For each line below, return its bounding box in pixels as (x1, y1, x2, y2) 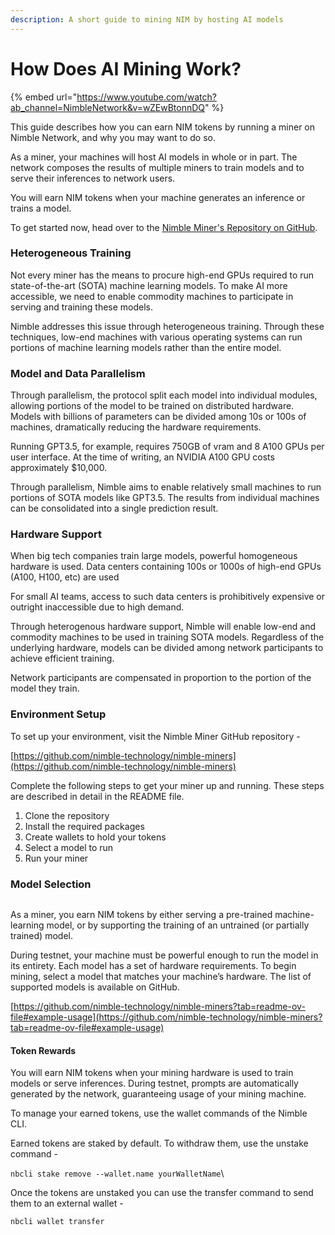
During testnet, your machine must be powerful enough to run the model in (10, 949, 319, 961)
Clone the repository (24, 809, 110, 821)
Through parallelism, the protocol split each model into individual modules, (10, 389, 318, 401)
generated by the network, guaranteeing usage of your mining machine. (10, 1088, 307, 1100)
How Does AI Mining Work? (10, 57, 242, 80)
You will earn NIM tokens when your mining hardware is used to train (10, 1067, 294, 1079)
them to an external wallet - (10, 1197, 124, 1210)
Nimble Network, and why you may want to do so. (10, 131, 217, 143)
